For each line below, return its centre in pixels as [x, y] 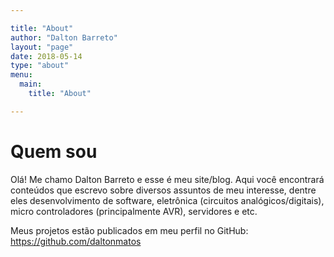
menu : [21, 75]
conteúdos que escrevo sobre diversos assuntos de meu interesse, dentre [163, 190]
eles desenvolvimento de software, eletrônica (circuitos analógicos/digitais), [167, 200]
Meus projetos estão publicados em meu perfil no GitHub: [129, 230]
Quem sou [54, 151]
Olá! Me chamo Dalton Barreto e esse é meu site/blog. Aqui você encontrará [167, 179]
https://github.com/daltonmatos [76, 241]
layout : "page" [42, 47]
